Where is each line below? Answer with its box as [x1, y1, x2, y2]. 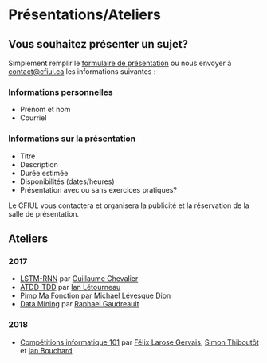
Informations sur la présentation [8, 133, 136, 144]
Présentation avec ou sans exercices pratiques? [19, 185, 178, 194]
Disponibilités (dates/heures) [19, 177, 115, 186]
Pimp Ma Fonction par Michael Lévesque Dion [19, 291, 171, 300]
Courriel [19, 113, 47, 123]
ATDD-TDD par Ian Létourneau [19, 283, 121, 292]
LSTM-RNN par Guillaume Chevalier [19, 274, 139, 283]
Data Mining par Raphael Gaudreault [19, 299, 139, 309]
